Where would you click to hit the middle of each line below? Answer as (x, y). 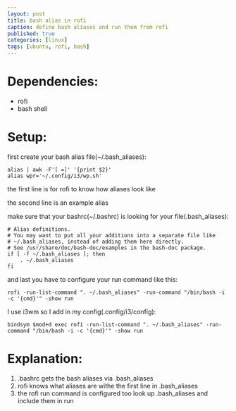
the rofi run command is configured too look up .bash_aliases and (113, 393)
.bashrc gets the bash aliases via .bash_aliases (85, 378)
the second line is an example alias (58, 203)
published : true (31, 34)
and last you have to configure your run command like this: (93, 279)
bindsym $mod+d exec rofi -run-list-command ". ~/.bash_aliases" (105, 324)
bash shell (32, 108)
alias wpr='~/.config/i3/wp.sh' (55, 176)
